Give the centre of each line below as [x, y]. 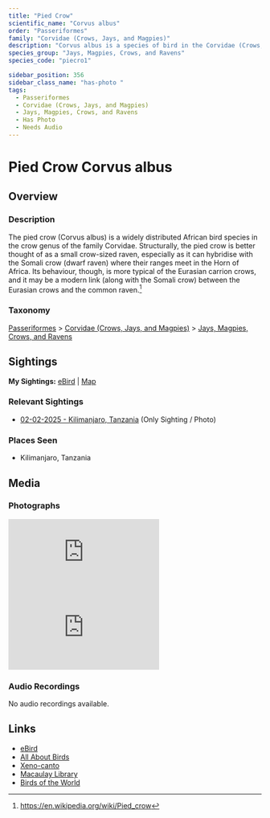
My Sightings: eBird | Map [52, 381]
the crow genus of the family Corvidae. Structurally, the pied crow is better [132, 245]
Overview [33, 196]
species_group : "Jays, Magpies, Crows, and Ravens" [96, 53]
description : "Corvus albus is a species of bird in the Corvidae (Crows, [136, 46]
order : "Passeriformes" [48, 31]
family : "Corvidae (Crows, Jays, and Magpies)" [90, 38]
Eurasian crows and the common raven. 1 [75, 288]
